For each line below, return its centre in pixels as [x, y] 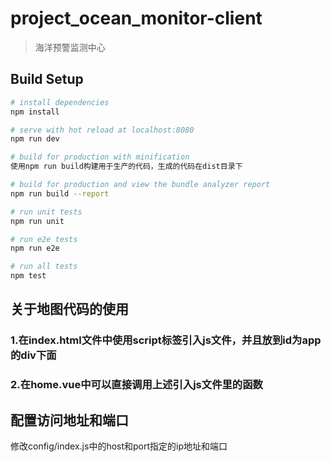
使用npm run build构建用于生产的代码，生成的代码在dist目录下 [126, 167]
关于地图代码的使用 [69, 309]
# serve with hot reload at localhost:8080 [102, 130]
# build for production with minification [100, 157]
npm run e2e [35, 248]
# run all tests [44, 267]
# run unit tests [46, 212]
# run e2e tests [44, 239]
